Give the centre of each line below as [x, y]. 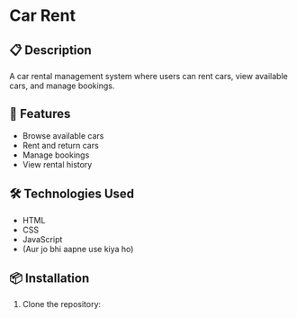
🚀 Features [40, 114]
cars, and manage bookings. [62, 86]
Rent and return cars [60, 145]
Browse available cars [63, 135]
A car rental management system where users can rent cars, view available [148, 76]
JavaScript [42, 239]
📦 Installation [49, 279]
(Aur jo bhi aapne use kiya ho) [78, 249]
